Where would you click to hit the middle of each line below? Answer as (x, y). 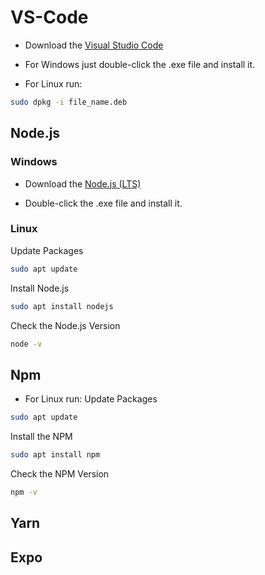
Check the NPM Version (60, 473)
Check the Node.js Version (65, 325)
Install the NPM (41, 437)
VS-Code (49, 17)
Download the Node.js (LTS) (83, 183)
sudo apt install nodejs (62, 306)
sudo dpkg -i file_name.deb (69, 102)
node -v (26, 344)
